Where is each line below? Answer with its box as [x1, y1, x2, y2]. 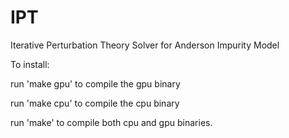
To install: [10, 58, 50, 70]
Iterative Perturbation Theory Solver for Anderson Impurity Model [10, 39, 280, 51]
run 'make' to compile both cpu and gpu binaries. [10, 116, 213, 128]
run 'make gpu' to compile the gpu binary [10, 77, 181, 90]
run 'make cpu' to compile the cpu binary [10, 97, 180, 109]
